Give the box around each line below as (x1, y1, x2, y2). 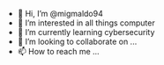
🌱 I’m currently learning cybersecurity (17, 27, 155, 37)
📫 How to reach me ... (17, 47, 100, 56)
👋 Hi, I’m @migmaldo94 (17, 9, 103, 18)
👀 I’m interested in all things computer (17, 18, 156, 28)
